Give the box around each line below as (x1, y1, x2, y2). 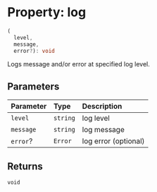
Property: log (7, 4, 87, 20)
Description (82, 102, 123, 112)
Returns (7, 160, 44, 172)
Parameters (7, 80, 60, 92)
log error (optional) (82, 136, 145, 146)
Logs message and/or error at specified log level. (7, 60, 150, 68)
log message (82, 125, 125, 135)
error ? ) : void (13, 47, 55, 54)
